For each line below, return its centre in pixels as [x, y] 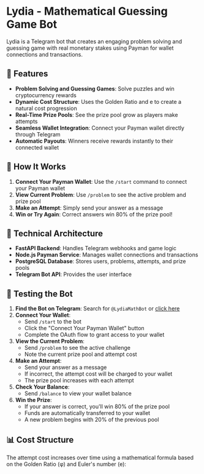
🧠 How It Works [36, 167]
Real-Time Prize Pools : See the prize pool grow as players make [96, 114]
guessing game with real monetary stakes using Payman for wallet [90, 48]
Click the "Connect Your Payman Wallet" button [85, 328]
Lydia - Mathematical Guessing [87, 11]
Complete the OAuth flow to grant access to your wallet [94, 335]
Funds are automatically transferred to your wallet [87, 413]
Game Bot [32, 24]
